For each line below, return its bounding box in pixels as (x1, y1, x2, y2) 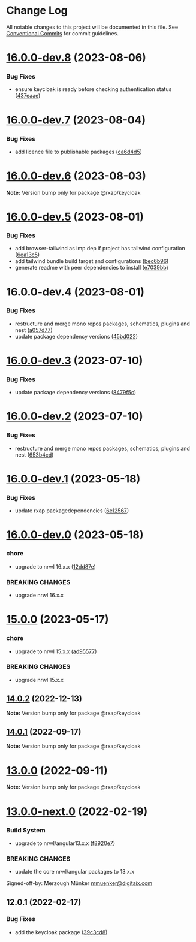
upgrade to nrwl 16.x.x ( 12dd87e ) (14, 563, 96, 570)
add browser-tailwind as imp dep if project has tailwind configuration (14, 245, 186, 252)
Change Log (6, 4, 68, 17)
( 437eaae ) (14, 92, 41, 99)
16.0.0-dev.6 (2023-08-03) (6, 169, 147, 183)
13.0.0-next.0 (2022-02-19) (6, 804, 148, 818)
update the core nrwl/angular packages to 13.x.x (14, 868, 135, 875)
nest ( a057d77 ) (14, 326, 53, 333)
